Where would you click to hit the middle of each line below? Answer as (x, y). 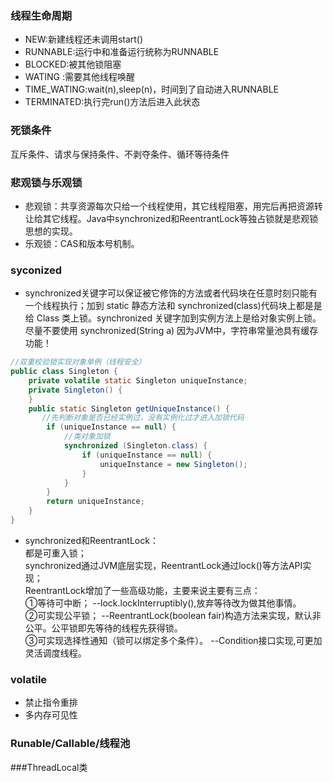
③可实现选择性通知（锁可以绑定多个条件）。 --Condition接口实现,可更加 (173, 640)
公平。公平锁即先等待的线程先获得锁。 (103, 628)
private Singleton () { (75, 390)
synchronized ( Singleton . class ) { (135, 446)
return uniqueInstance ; (95, 502)
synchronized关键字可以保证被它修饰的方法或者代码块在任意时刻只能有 (171, 293)
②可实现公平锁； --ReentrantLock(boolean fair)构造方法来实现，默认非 (173, 615)
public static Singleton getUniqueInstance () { (129, 408)
